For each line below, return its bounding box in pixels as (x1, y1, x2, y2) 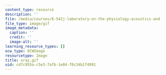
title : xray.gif (5, 58, 39, 63)
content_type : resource (5, 7, 54, 12)
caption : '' (9, 30, 35, 35)
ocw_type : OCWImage (5, 48, 45, 53)
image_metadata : (5, 26, 39, 31)
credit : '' (9, 35, 32, 40)
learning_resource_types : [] (5, 44, 65, 49)
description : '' (5, 12, 39, 17)
